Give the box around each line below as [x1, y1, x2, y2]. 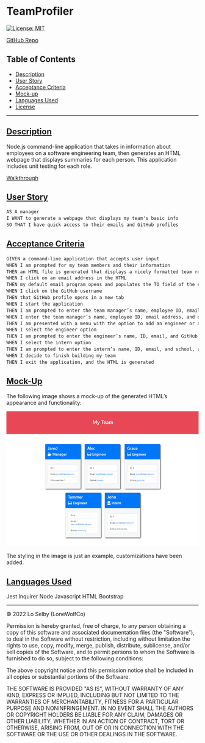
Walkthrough [6, 174, 38, 181]
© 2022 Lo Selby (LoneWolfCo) [6, 611, 85, 618]
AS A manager [6, 209, 40, 215]
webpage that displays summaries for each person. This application [6, 156, 177, 163]
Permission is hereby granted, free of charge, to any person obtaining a [6, 622, 186, 630]
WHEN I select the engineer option [6, 326, 97, 333]
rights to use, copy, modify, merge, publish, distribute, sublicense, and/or [6, 642, 190, 649]
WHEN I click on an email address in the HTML [6, 275, 127, 281]
